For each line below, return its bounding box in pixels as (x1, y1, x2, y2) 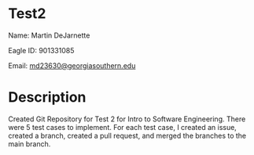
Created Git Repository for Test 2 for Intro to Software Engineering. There (8, 114, 246, 124)
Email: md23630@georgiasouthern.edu (8, 60, 136, 70)
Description (8, 88, 87, 106)
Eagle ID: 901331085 (8, 45, 75, 55)
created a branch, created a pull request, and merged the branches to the (8, 131, 247, 140)
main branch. (8, 139, 51, 149)
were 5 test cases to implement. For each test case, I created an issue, (8, 122, 237, 132)
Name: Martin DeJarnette (8, 31, 90, 40)
